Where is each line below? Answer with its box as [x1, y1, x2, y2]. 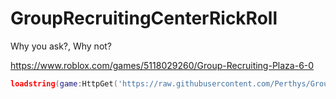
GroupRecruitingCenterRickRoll [10, 7, 278, 30]
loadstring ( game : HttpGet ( [10, 78, 118, 89]
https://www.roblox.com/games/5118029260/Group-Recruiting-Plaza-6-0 [10, 59, 315, 71]
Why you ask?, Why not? [10, 40, 113, 52]
